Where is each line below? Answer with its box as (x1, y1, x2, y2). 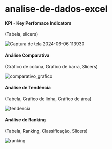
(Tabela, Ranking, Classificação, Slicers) (5, 128, 88, 134)
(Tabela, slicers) (5, 31, 38, 37)
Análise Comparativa (5, 52, 50, 58)
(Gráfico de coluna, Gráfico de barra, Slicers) (5, 63, 98, 69)
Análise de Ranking (5, 117, 46, 123)
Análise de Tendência (5, 85, 51, 91)
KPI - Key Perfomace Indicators (5, 20, 72, 26)
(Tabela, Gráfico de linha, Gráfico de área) (5, 96, 92, 102)
